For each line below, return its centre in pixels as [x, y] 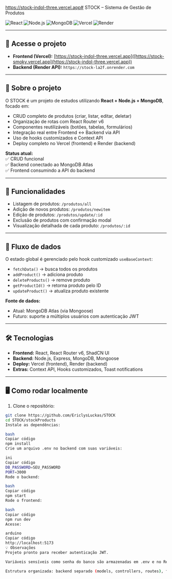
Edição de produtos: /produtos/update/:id [58, 215]
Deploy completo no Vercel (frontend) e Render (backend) [74, 143]
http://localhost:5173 [29, 543]
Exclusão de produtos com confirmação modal [62, 220]
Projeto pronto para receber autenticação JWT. [57, 552]
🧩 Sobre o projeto [33, 88]
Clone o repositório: [34, 406]
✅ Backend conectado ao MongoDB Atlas [49, 165]
